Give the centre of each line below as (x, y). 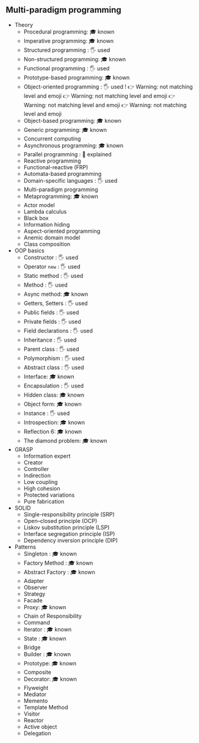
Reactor (34, 720)
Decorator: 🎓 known (50, 679)
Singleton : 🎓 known (50, 554)
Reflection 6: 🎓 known (53, 431)
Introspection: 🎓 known (54, 422)
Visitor (32, 714)
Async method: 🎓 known (56, 294)
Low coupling (41, 481)
